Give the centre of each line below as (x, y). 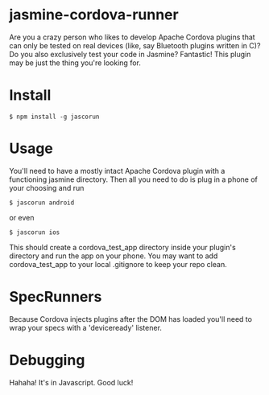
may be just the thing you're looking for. (75, 63)
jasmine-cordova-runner (94, 15)
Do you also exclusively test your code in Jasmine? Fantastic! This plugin (130, 54)
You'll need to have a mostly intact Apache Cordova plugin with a (117, 171)
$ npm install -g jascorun (54, 117)
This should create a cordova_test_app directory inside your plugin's (122, 247)
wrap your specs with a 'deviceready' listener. (85, 327)
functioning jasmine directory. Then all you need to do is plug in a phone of (134, 179)
